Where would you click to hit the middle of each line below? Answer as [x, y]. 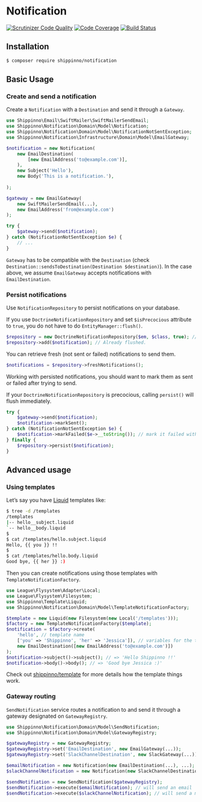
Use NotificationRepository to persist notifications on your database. [93, 308]
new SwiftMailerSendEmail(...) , [57, 204]
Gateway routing [31, 697]
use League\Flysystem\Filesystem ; [50, 596]
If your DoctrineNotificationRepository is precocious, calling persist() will [100, 394]
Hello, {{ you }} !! [32, 545]
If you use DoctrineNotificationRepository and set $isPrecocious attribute [99, 319]
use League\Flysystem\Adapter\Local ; [54, 591]
